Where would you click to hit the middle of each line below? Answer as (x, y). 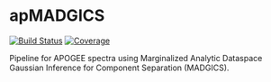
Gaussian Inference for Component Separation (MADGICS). (119, 68)
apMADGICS (57, 16)
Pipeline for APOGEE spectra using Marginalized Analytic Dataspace (136, 58)
